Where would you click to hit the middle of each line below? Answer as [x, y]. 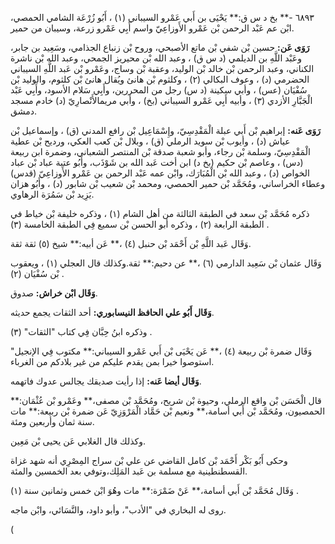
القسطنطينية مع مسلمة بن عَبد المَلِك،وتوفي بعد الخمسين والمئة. [129, 471]
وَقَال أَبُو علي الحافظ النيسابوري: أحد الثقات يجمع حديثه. [112, 312]
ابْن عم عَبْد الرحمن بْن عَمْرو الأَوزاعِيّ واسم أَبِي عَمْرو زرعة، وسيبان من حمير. [152, 28]
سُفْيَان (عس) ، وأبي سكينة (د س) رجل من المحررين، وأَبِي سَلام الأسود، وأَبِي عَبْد [159, 90]
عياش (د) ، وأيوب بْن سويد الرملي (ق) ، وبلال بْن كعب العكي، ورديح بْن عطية [150, 141]
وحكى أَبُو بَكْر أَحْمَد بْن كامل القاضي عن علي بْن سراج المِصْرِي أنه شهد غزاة [149, 460]
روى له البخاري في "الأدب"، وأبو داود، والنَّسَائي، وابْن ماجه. [118, 510]
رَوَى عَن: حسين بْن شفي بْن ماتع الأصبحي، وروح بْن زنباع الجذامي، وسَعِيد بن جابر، [160, 47]
